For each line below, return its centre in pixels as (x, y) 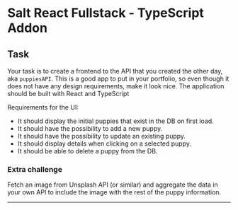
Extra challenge (35, 169)
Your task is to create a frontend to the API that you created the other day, (115, 71)
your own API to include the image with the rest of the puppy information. (114, 192)
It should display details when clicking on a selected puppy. (104, 144)
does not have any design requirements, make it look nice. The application (116, 86)
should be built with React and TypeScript (68, 94)
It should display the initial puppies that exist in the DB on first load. (115, 121)
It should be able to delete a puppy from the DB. (87, 151)
